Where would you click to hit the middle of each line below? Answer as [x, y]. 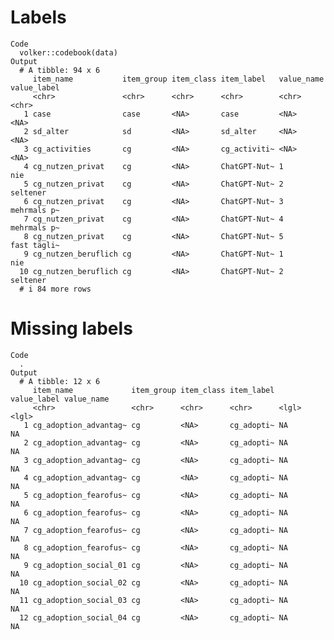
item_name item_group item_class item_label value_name [178, 79]
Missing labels [71, 328]
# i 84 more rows [55, 289]
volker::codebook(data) [68, 52]
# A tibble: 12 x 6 [60, 381]
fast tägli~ [35, 245]
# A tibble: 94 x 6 [60, 70]
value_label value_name [60, 399]
